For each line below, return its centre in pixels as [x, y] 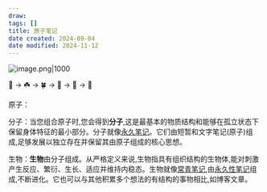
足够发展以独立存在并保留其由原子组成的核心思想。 [102, 142]
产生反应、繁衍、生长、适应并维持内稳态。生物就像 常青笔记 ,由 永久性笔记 [129, 169]
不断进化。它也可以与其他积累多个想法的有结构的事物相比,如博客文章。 [135, 179]
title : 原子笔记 [33, 31]
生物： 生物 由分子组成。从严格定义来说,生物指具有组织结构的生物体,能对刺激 [134, 159]
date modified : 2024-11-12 [53, 46]
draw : [17, 16]
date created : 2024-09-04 [51, 38]
